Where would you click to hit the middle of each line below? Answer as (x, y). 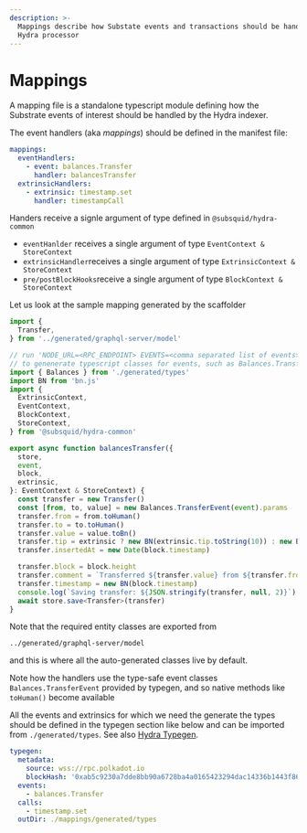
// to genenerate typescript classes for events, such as (122, 363)
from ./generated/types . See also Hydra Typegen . (104, 735)
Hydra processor (48, 35)
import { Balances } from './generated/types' (100, 372)
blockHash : (47, 777)
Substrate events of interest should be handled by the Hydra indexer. (139, 115)
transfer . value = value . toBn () (77, 533)
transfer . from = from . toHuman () (79, 516)
